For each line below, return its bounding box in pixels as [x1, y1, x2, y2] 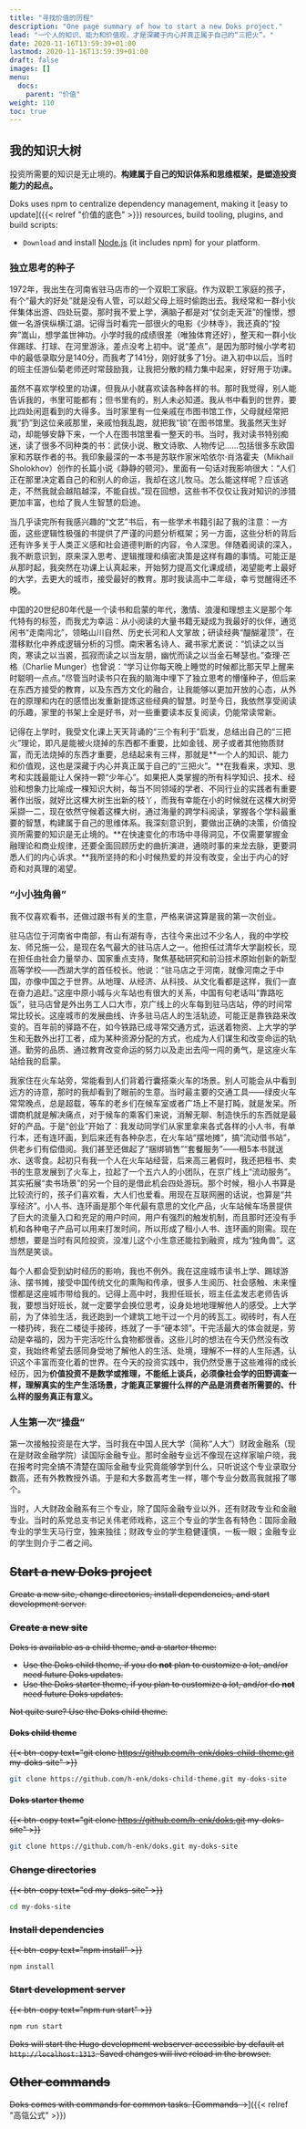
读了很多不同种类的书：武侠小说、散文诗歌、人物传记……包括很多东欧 [25, 440, 287, 452]
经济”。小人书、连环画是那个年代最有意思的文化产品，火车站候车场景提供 [16, 1200, 293, 1211]
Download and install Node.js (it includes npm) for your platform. [22, 237, 260, 248]
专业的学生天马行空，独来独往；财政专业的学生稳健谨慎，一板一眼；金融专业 [9, 1525, 297, 1537]
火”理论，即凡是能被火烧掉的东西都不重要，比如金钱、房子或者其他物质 [9, 738, 277, 749]
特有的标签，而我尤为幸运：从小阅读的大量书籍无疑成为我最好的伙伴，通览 [16, 616, 297, 627]
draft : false [9, 56, 59, 65]
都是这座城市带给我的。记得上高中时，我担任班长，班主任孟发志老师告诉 [16, 1288, 289, 1299]
